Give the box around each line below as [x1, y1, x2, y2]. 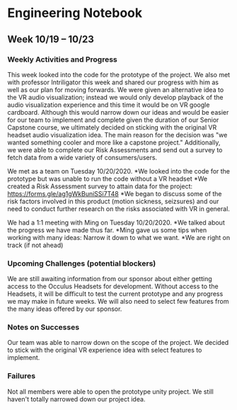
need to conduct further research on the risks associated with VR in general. [7, 204, 230, 213]
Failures [7, 371, 36, 381]
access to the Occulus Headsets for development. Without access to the [7, 282, 219, 291]
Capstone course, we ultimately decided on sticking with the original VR [7, 123, 217, 132]
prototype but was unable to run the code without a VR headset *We [7, 174, 207, 183]
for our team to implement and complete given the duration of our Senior [7, 115, 219, 124]
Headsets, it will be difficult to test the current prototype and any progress [7, 290, 224, 298]
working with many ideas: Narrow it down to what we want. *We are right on [7, 233, 231, 241]
